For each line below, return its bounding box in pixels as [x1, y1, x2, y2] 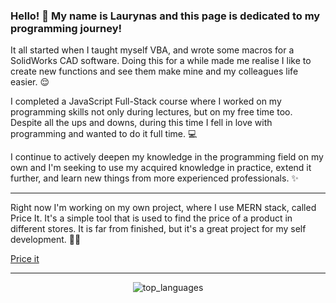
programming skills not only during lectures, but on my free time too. [10, 106, 293, 118]
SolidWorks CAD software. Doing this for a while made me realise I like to [10, 55, 312, 67]
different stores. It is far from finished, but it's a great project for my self [10, 223, 307, 235]
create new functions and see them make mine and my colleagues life [10, 65, 299, 78]
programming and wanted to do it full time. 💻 [10, 128, 198, 140]
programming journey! [10, 21, 123, 35]
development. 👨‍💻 [10, 234, 82, 246]
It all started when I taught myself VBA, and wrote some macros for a [10, 44, 295, 56]
